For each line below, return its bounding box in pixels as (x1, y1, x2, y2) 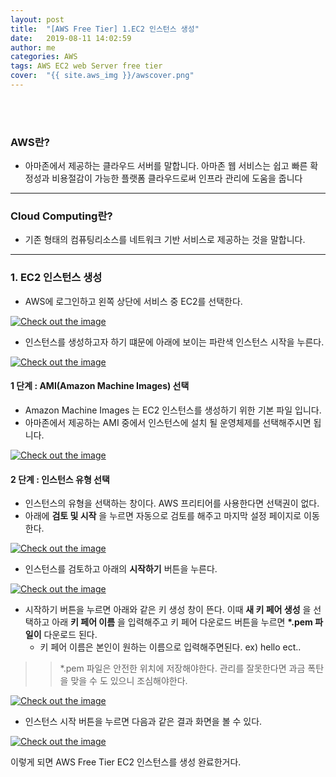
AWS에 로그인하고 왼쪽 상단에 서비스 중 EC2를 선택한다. (24, 295, 243, 307)
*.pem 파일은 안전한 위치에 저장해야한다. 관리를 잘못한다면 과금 (59, 662, 306, 675)
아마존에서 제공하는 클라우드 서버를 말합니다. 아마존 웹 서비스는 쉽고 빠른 (24, 160, 308, 172)
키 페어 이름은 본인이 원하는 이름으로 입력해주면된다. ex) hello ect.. (39, 641, 302, 653)
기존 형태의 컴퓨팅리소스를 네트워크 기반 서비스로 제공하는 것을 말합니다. (24, 234, 306, 246)
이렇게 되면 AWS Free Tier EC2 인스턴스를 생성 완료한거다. (10, 756, 242, 768)
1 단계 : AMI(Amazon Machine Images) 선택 (10, 380, 190, 392)
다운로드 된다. (43, 629, 98, 641)
